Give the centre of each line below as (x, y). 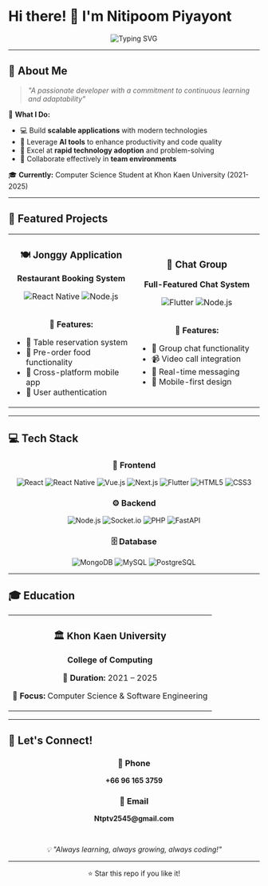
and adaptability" (57, 98)
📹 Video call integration (196, 359)
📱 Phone (134, 763)
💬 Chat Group (197, 264)
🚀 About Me (38, 71)
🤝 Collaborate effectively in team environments (98, 158)
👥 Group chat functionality (200, 348)
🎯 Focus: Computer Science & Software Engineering (110, 696)
